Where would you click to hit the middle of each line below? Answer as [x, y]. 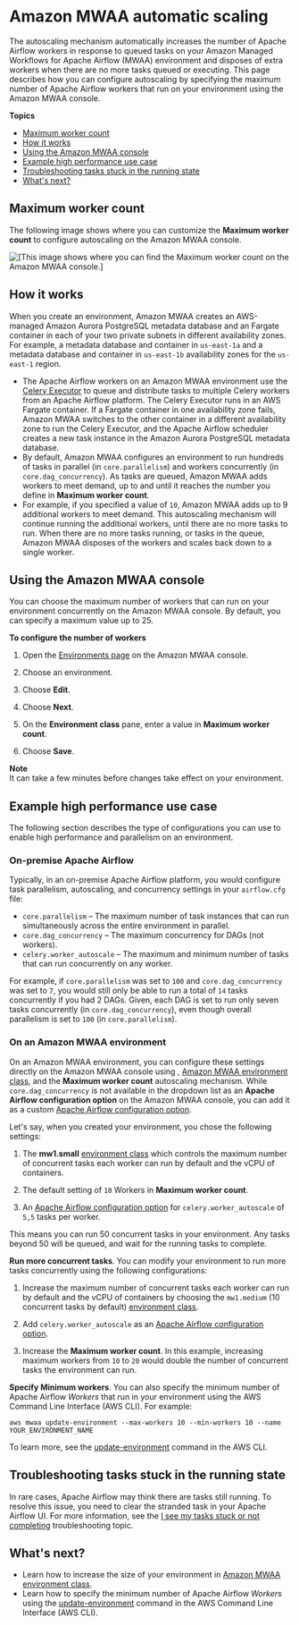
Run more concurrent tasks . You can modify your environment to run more [148, 1261]
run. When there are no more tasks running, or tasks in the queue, [143, 533]
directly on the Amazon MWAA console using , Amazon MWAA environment [149, 1071]
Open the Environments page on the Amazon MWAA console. [135, 656]
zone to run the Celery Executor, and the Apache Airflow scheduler [145, 428]
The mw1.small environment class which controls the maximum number [154, 1153]
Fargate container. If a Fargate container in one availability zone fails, [149, 410]
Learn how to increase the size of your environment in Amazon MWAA [151, 1575]
